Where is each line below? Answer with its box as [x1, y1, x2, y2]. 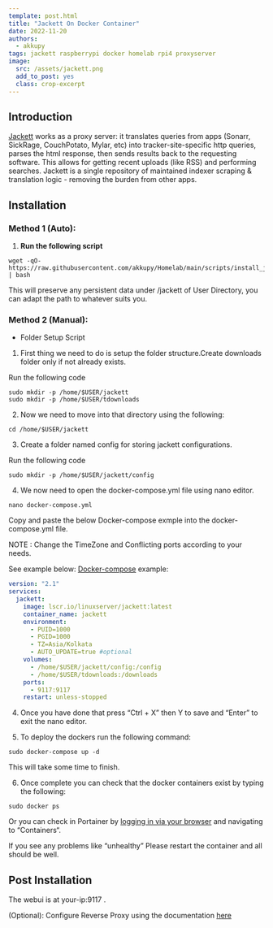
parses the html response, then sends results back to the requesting [8, 149, 237, 158]
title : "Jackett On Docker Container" [8, 20, 140, 28]
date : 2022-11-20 [8, 27, 67, 35]
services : [8, 588, 42, 596]
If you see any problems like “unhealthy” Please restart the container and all [8, 841, 262, 851]
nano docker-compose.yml [8, 501, 93, 510]
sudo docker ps [8, 802, 60, 811]
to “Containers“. [8, 826, 62, 835]
